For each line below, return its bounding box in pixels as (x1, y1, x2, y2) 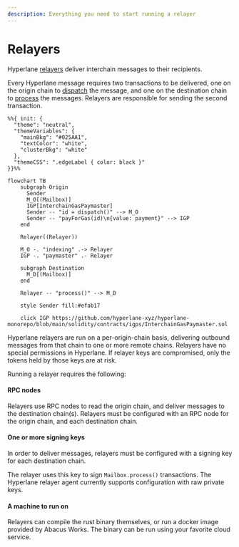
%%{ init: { (7, 115, 43, 122)
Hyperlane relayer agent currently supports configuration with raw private (7, 478, 225, 486)
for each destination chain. (7, 457, 86, 465)
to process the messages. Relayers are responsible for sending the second (7, 93, 228, 102)
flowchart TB (7, 177, 46, 184)
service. (7, 533, 31, 541)
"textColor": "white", (20, 140, 88, 147)
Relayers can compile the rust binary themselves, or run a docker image (7, 518, 219, 526)
